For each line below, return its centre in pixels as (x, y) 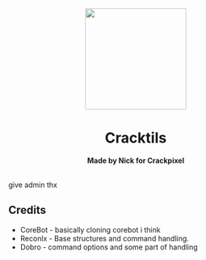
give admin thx (33, 185)
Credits (27, 210)
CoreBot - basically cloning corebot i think (90, 229)
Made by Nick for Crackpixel (136, 160)
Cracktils (136, 138)
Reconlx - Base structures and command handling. (105, 238)
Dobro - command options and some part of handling (109, 247)
